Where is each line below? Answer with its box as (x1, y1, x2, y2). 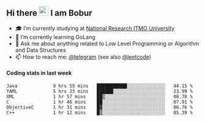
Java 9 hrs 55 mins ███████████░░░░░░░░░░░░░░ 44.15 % (6, 83, 193, 89)
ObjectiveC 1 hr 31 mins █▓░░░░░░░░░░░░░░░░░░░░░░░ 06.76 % (6, 104, 193, 110)
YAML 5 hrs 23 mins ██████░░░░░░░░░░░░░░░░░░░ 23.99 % (6, 88, 193, 95)
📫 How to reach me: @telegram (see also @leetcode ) (15, 53, 152, 60)
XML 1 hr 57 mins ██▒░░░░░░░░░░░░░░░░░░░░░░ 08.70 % (6, 94, 193, 100)
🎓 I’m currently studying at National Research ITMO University (15, 24, 174, 32)
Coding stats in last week (6, 70, 72, 77)
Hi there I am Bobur (6, 8, 93, 18)
